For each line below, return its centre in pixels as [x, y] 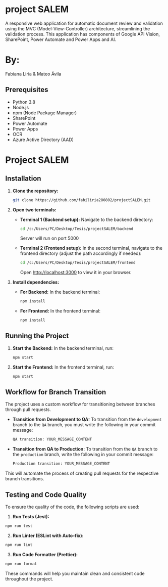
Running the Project [37, 336]
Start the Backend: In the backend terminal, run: [63, 348]
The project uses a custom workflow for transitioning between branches [80, 404]
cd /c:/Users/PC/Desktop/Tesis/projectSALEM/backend [77, 229]
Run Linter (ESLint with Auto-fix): [48, 535]
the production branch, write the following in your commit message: [83, 455]
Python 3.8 [24, 102]
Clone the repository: [35, 191]
